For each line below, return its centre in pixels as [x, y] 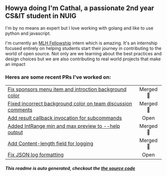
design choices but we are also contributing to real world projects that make [83, 59]
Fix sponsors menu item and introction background [67, 89]
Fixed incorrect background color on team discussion [70, 104]
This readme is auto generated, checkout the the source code [70, 168]
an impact [15, 64]
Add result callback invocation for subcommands [65, 118]
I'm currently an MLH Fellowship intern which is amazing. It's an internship [81, 43]
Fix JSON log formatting [36, 155]
